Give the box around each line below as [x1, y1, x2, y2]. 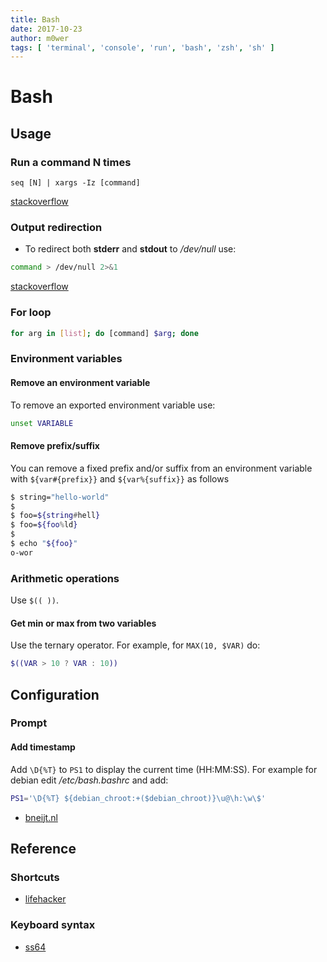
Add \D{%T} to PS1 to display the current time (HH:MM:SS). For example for [10, 763, 318, 775]
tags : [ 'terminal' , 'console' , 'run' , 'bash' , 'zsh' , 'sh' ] [10, 42, 275, 53]
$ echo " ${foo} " [10, 539, 78, 549]
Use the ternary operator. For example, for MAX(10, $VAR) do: [10, 639, 261, 651]
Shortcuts [10, 870, 60, 884]
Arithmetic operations [10, 571, 120, 585]
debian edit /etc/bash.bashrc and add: [10, 774, 169, 786]
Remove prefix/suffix [10, 440, 100, 452]
